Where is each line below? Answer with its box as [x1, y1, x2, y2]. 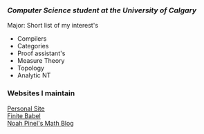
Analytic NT [17, 71, 51, 79]
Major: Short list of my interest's [7, 21, 99, 30]
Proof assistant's [17, 49, 66, 57]
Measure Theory [17, 57, 65, 65]
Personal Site [7, 104, 45, 113]
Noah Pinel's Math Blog [7, 119, 74, 127]
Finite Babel [7, 111, 41, 119]
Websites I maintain [7, 88, 75, 98]
